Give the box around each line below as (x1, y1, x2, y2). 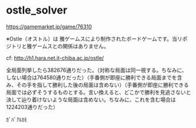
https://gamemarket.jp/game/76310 (6, 23, 92, 30)
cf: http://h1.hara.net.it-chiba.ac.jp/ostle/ (6, 54, 104, 61)
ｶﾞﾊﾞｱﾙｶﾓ (6, 116, 27, 123)
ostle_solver (6, 4, 68, 17)
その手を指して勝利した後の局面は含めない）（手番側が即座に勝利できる (16, 81, 190, 88)
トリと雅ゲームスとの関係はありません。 (11, 42, 109, 50)
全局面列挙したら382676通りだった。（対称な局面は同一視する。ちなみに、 (6, 66, 187, 74)
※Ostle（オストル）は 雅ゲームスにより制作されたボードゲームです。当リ (6, 35, 182, 42)
